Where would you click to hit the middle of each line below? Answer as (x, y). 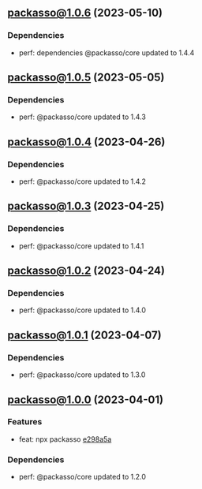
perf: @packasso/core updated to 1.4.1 (81, 246)
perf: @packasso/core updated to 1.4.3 (82, 117)
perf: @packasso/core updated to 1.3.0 (82, 375)
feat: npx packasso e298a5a (65, 439)
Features (25, 422)
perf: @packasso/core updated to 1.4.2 (82, 181)
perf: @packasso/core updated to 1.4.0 (82, 310)
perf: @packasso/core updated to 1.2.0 (82, 477)
